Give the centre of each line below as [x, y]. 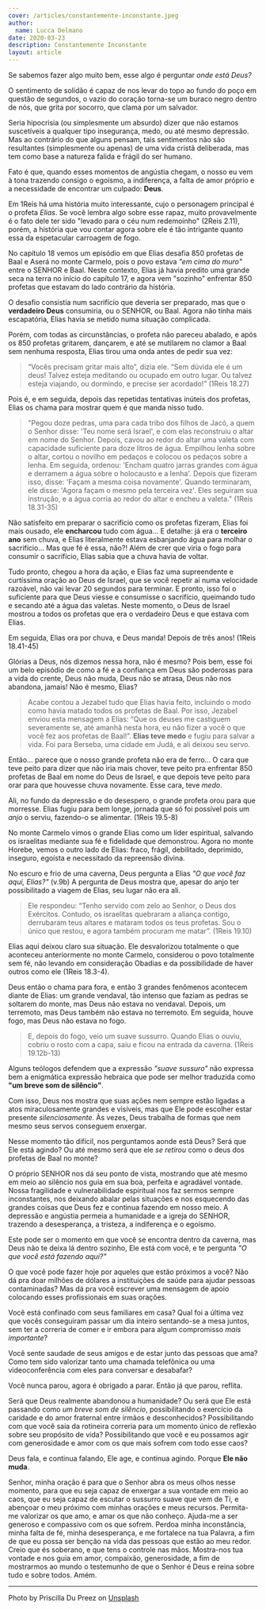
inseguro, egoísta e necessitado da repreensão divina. [97, 858]
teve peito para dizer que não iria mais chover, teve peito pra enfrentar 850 [131, 768]
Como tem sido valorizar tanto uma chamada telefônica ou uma [112, 1362]
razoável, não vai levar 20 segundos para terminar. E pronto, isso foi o [122, 589]
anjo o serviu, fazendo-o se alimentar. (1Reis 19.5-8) [93, 817]
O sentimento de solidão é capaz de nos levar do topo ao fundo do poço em [133, 91]
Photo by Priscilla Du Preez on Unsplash [74, 1598]
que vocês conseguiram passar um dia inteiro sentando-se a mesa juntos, [129, 1321]
